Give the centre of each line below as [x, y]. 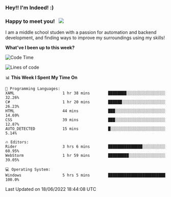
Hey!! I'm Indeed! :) [30, 8]
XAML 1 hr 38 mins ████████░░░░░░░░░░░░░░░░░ [86, 93]
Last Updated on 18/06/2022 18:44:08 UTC [51, 189]
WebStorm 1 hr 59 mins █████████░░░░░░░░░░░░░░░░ [86, 156]
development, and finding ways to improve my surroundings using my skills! [85, 38]
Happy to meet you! [30, 21]
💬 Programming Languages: [33, 89]
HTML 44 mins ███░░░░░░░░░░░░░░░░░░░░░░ [86, 111]
